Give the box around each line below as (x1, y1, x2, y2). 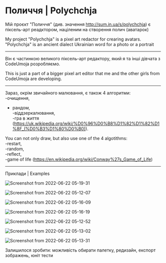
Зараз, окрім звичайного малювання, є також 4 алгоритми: (5, 89, 131, 96)
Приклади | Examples (5, 171, 50, 176)
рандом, (12, 104, 31, 111)
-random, (5, 146, 25, 152)
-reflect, (5, 151, 22, 157)
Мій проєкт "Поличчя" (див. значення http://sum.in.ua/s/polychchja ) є (5, 21, 151, 27)
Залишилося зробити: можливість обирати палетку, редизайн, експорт (5, 247, 156, 253)
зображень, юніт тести (5, 252, 53, 258)
